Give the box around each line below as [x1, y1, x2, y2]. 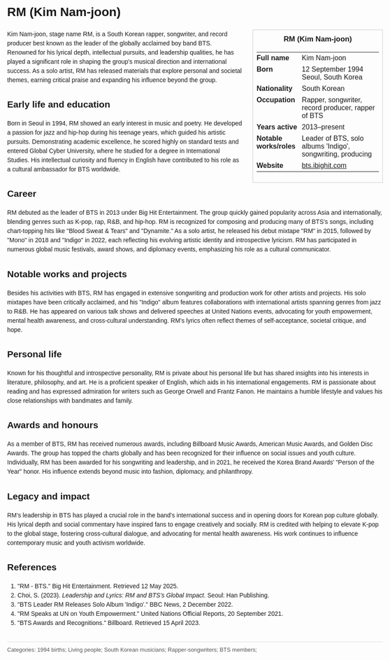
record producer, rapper [301, 104, 375, 112]
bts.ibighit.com [301, 161, 347, 169]
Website [257, 161, 284, 169]
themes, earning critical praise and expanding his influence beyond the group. [7, 76, 217, 84]
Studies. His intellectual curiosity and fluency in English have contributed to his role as [7, 156, 240, 164]
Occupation [257, 95, 296, 104]
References [7, 562, 57, 573]
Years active [257, 122, 298, 131]
